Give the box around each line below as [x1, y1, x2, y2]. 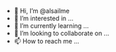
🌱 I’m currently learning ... [13, 22, 89, 30]
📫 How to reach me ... [13, 37, 79, 45]
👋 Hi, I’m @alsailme [13, 7, 70, 15]
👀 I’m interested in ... [13, 14, 74, 22]
